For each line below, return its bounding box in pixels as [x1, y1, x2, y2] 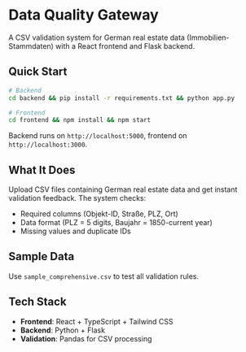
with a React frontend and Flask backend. [55, 41, 195, 50]
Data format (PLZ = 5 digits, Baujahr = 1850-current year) [20, 218, 213, 228]
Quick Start [8, 65, 68, 79]
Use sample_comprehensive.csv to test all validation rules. [8, 271, 200, 281]
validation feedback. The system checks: [8, 193, 147, 203]
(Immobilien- [187, 33, 230, 42]
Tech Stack [8, 295, 67, 309]
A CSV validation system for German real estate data [8, 33, 186, 42]
